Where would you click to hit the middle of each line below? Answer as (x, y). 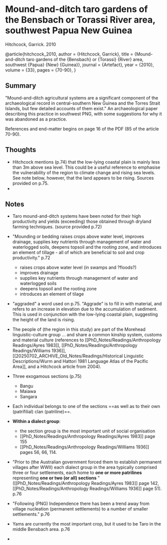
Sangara (28, 397)
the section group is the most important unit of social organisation (87, 431)
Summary (21, 86)
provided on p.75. (30, 183)
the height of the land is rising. (44, 320)
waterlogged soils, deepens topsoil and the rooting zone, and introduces (87, 247)
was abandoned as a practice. (36, 119)
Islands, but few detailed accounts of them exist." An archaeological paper (82, 108)
